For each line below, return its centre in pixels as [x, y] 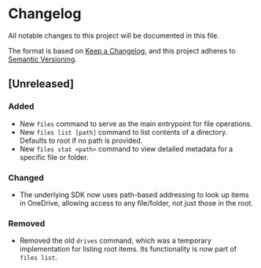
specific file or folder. [54, 157]
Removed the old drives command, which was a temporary [116, 240]
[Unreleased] [41, 84]
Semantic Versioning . [42, 59]
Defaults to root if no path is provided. [81, 140]
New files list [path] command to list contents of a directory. [123, 132]
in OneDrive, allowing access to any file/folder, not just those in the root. [136, 203]
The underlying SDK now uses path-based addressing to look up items [134, 195]
